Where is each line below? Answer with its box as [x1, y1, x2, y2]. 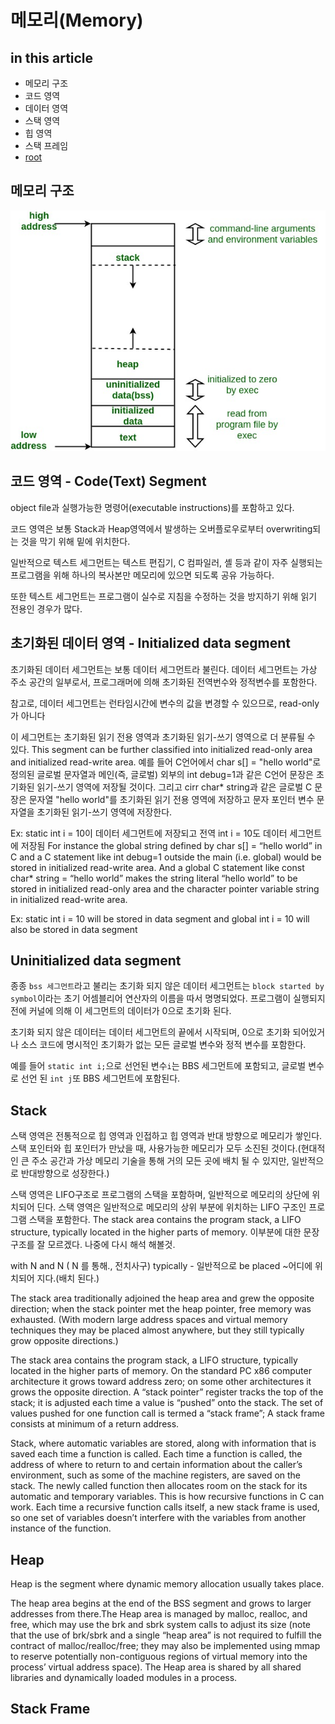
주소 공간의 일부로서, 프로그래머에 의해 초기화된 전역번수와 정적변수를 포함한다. [10, 676, 318, 688]
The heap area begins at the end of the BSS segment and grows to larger [10, 1597, 312, 1609]
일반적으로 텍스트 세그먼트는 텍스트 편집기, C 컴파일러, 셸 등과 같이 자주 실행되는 [10, 556, 323, 568]
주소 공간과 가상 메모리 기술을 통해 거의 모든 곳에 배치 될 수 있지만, [31, 1155, 290, 1167]
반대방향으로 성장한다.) [20, 1167, 110, 1180]
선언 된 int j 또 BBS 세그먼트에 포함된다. [20, 1072, 181, 1085]
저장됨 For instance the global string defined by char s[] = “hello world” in [20, 839, 323, 851]
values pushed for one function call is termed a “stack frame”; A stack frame [10, 1407, 325, 1420]
